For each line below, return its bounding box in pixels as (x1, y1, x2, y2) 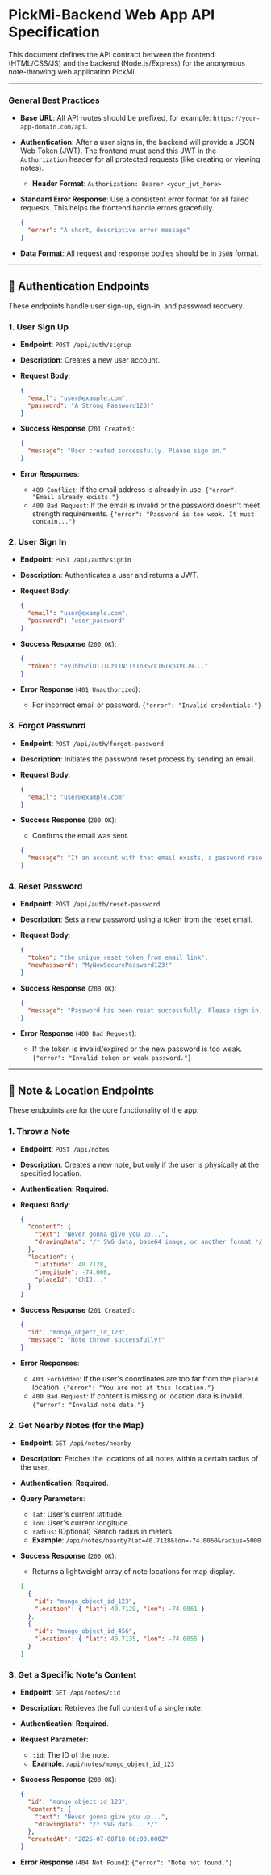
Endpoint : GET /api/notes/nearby (19, 1438, 131, 1448)
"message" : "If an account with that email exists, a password (27, 854, 244, 863)
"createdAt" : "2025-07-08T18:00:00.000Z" (27, 1835, 169, 1843)
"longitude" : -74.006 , (35, 1268, 111, 1276)
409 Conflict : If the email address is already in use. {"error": (31, 485, 238, 494)
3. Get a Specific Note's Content (8, 1669, 137, 1680)
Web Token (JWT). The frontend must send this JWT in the (19, 146, 217, 155)
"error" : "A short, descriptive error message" (27, 227, 191, 235)
